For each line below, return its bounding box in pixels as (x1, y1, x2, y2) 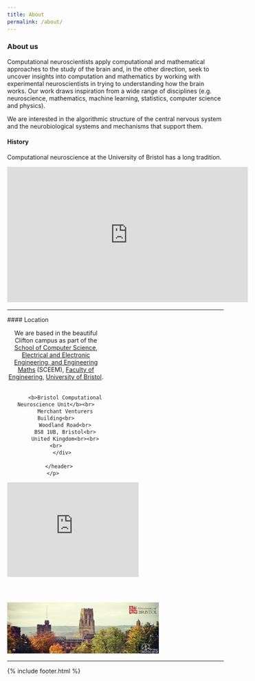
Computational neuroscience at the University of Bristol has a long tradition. (7, 153, 222, 161)
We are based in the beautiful (14, 329, 98, 337)
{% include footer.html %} (7, 667, 81, 675)
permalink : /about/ (7, 18, 63, 25)
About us (7, 42, 38, 52)
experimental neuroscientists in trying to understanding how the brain (7, 79, 205, 87)
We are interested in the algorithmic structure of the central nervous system (7, 114, 222, 123)
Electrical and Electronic (21, 351, 91, 359)
